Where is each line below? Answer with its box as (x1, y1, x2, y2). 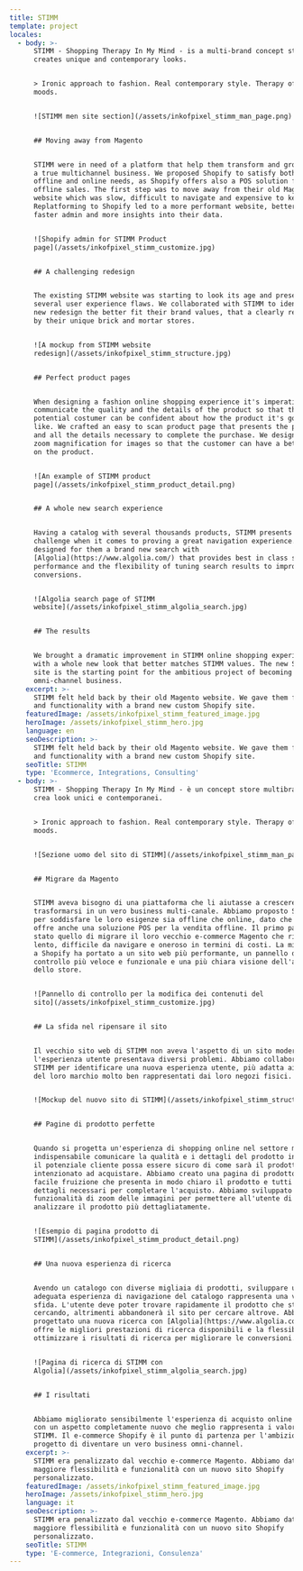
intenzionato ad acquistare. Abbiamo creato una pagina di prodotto (32, 1169, 297, 1178)
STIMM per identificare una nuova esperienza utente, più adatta (32, 1063, 284, 1073)
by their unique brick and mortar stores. (32, 316, 196, 325)
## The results (32, 627, 91, 636)
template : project (9, 22, 78, 31)
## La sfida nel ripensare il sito (32, 1022, 168, 1031)
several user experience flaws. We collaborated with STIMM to (32, 299, 277, 309)
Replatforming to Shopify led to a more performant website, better (32, 202, 297, 211)
